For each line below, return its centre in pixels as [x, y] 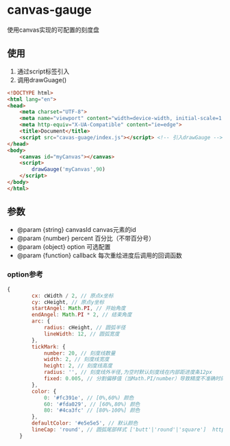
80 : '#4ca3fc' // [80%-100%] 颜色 [92, 410]
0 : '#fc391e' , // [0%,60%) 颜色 [89, 398]
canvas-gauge [50, 10]
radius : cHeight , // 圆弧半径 [85, 328]
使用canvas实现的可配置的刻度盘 [53, 30]
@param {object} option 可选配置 [64, 246]
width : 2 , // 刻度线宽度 [76, 360]
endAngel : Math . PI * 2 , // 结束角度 [82, 315]
